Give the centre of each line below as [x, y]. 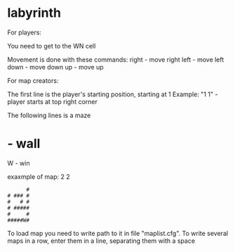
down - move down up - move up [55, 67]
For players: [25, 32]
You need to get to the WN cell [52, 46]
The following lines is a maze [49, 115]
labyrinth [34, 13]
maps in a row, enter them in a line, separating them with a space [101, 241]
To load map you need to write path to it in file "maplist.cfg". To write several [118, 233]
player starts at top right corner [53, 101]
